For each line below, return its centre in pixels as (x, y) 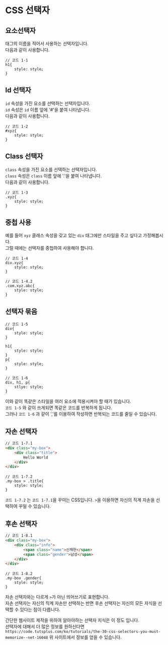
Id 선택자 (18, 90)
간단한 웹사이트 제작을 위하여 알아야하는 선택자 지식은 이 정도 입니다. (72, 620)
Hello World (36, 457)
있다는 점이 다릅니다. (40, 610)
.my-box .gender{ (23, 578)
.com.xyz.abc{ (20, 286)
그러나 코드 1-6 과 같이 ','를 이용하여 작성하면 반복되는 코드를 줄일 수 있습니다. (81, 414)
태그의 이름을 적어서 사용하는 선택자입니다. (47, 44)
